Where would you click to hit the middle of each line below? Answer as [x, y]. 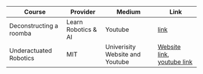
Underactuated [31, 51]
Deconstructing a [34, 26]
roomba [20, 33]
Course [35, 12]
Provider [83, 12]
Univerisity [121, 47]
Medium [128, 12]
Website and [123, 54]
